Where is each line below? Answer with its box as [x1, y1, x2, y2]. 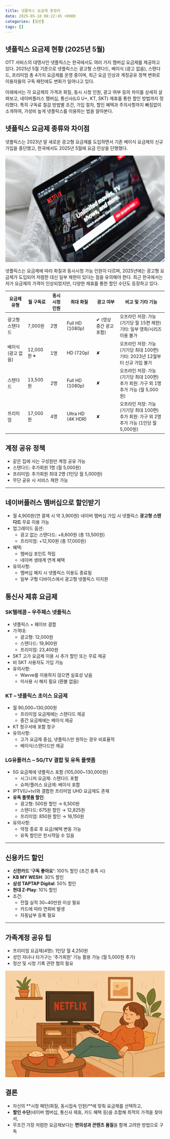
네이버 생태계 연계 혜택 [20, 557, 65, 563]
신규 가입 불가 [124, 359, 152, 365]
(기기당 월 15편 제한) [119, 320, 161, 326]
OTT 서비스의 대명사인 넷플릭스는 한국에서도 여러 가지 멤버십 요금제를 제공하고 [5, 59, 160, 65]
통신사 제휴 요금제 [5, 592, 58, 601]
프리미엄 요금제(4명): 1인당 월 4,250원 [12, 948, 89, 954]
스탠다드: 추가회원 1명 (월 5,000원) [12, 464, 81, 471]
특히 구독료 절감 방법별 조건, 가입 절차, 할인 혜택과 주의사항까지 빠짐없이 [20, 102, 162, 108]
